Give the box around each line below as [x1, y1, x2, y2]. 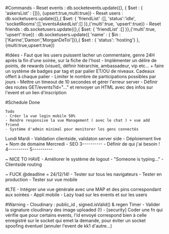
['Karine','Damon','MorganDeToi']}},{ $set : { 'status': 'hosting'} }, [5, 37, 140, 43]
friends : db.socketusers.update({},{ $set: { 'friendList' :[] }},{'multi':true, [5, 26, 156, 32]
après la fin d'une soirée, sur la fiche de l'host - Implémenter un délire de [5, 57, 157, 63]
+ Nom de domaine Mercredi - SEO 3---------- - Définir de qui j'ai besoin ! [5, 141, 160, 147]
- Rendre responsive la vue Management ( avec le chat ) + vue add [5, 118, 150, 123]
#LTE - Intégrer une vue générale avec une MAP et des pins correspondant [5, 187, 161, 192]
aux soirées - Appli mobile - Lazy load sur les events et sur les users [5, 192, 147, 198]
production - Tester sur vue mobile [5, 177, 78, 183]
